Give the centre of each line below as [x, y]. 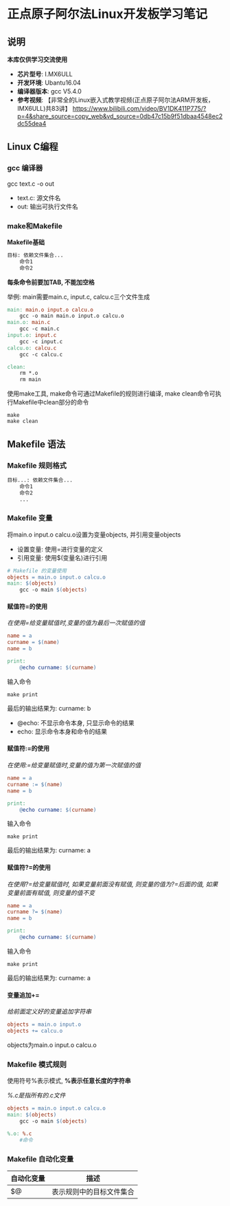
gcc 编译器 [25, 168]
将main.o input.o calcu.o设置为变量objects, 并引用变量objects [94, 535]
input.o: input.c [32, 335]
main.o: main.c [29, 323]
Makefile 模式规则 [37, 1064]
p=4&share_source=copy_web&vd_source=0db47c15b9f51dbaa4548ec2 [120, 116]
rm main [30, 380]
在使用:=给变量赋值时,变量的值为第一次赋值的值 [74, 765]
